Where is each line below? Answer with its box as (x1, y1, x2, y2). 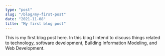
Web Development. (5, 45, 45, 51)
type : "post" (5, 7, 33, 12)
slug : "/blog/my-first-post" (5, 12, 66, 17)
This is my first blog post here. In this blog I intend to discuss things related (5, 35, 160, 41)
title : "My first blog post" (5, 21, 66, 26)
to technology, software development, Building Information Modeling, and (5, 40, 157, 46)
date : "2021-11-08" (5, 16, 46, 21)
